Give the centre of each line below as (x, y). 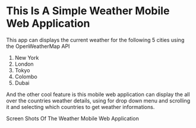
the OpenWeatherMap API (38, 46)
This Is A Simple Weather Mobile (88, 11)
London (24, 64)
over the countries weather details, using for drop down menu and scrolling (98, 100)
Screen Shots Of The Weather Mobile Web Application (73, 118)
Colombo (26, 76)
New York (27, 57)
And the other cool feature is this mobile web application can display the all (98, 94)
